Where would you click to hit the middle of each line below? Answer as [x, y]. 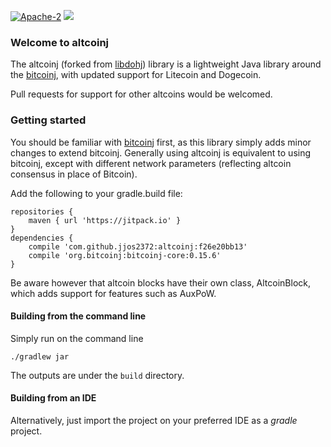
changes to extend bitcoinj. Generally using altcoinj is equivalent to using [161, 152]
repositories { [42, 211]
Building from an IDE [53, 398]
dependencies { [42, 238]
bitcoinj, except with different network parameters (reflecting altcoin [151, 163]
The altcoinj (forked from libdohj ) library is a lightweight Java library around [166, 64]
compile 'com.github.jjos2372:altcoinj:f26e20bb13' [138, 246]
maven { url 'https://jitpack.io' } [105, 220]
